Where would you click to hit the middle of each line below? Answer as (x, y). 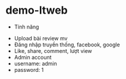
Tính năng (26, 27)
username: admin (36, 64)
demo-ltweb (37, 10)
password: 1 (29, 69)
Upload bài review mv (41, 38)
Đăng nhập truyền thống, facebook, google (67, 45)
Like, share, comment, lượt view (53, 50)
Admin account (33, 57)
